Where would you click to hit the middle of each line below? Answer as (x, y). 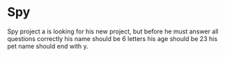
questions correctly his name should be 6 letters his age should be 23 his (113, 38)
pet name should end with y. (48, 46)
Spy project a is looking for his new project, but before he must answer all (113, 31)
